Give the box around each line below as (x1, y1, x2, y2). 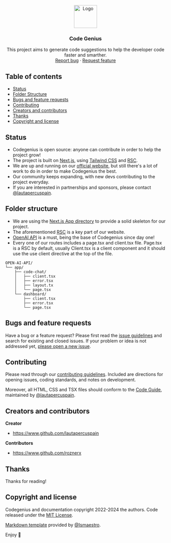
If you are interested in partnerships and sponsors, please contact (12, 184, 151, 191)
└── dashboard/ (14, 291, 47, 296)
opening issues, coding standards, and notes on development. (5, 377, 136, 383)
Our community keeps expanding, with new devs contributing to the (12, 173, 155, 179)
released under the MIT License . (5, 512, 73, 518)
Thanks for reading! (5, 478, 47, 484)
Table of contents (5, 72, 62, 81)
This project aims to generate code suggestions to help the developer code (7, 46, 164, 53)
